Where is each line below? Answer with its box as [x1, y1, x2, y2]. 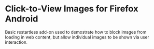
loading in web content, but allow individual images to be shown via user [5, 34, 150, 40]
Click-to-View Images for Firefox [5, 3, 139, 14]
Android [5, 13, 39, 24]
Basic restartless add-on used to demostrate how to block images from [5, 29, 147, 35]
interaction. [5, 39, 28, 45]
